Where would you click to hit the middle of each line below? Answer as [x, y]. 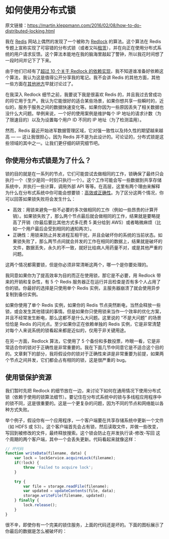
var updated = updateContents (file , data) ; [69, 491]
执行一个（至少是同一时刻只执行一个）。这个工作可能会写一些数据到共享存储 [83, 180]
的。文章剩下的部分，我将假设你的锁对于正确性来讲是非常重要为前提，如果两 [84, 354]
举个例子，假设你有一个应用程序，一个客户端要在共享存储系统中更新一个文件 [84, 420]
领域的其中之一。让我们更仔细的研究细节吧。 [56, 143]
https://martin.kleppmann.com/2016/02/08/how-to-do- [84, 25]
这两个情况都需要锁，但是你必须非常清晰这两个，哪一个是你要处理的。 [78, 264]
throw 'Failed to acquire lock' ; [58, 468]
